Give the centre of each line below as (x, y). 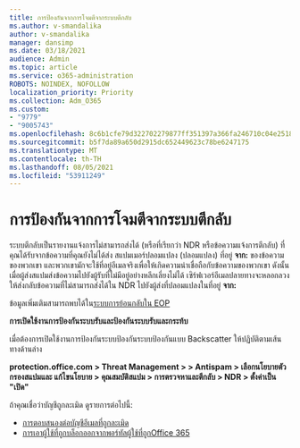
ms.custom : (29, 109)
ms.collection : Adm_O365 (55, 101)
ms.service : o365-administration (71, 76)
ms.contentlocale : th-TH (55, 159)
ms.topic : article (43, 68)
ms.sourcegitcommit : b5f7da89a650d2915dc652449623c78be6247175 (129, 142)
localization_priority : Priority (71, 92)
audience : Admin (39, 59)
